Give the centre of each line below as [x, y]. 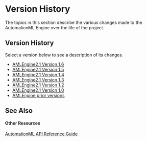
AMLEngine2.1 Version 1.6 [38, 64]
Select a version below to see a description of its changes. [64, 55]
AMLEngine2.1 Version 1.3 [38, 80]
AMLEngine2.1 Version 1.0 [38, 90]
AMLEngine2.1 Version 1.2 [38, 85]
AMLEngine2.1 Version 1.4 [38, 75]
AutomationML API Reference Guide [41, 134]
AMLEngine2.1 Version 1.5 [38, 69]
